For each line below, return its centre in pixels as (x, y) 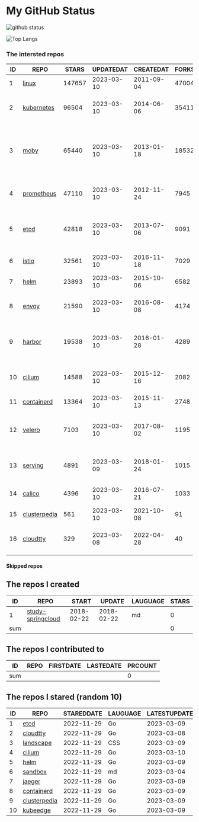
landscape (37, 743)
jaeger (32, 782)
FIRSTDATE (65, 666)
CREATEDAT (151, 69)
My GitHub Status (51, 11)
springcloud (43, 619)
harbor (32, 342)
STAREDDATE (83, 714)
